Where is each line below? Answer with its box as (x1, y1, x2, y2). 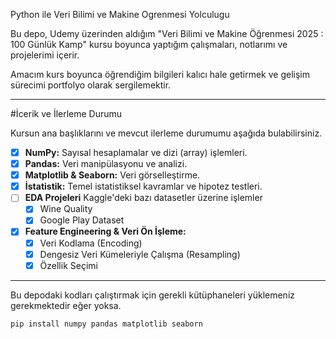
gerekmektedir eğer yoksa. (10, 299, 122, 311)
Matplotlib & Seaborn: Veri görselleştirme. (24, 169, 201, 181)
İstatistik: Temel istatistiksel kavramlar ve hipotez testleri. (24, 180, 263, 193)
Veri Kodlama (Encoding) (39, 237, 143, 249)
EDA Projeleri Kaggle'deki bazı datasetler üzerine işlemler (24, 192, 263, 204)
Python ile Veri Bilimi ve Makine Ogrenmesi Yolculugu (10, 9, 230, 20)
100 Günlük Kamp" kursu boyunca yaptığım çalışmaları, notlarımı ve (10, 39, 288, 50)
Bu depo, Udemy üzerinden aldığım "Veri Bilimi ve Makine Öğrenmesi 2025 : (10, 28, 324, 39)
